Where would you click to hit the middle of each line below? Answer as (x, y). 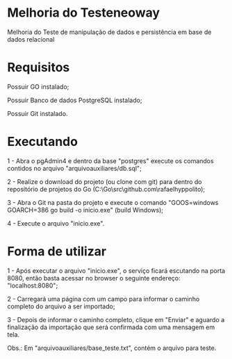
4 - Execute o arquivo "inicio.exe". (56, 223)
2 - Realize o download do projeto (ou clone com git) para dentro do (105, 181)
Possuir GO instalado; (38, 86)
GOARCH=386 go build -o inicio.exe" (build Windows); (85, 210)
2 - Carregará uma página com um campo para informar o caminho (103, 299)
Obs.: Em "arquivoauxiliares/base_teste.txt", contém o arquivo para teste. (112, 348)
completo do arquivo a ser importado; (61, 306)
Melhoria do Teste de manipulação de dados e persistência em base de (109, 32)
